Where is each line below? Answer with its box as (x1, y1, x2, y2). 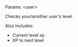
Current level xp (12, 32, 45, 38)
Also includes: (5, 23, 34, 29)
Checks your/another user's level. (5, 14, 74, 19)
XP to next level (12, 37, 44, 43)
